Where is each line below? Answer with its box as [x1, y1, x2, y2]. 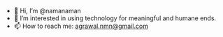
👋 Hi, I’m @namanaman [13, 7, 82, 15]
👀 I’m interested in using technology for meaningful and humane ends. [13, 14, 217, 22]
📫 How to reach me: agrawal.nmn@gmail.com [13, 22, 149, 30]
